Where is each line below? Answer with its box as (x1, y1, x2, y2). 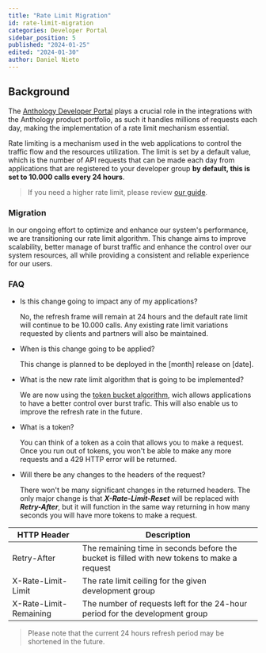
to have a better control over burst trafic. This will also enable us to (19, 399, 238, 408)
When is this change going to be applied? (19, 344, 155, 353)
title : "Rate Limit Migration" (8, 11, 112, 20)
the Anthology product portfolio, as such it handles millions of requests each (8, 114, 257, 124)
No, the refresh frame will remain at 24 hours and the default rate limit (19, 312, 248, 322)
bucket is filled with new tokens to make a (82, 552, 237, 563)
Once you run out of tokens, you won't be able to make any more (19, 446, 232, 456)
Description (145, 529, 191, 540)
